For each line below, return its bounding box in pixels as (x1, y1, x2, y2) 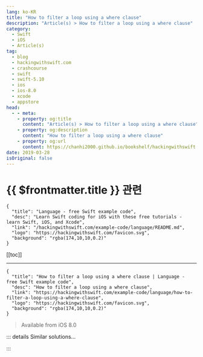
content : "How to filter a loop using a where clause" (22, 133, 164, 139)
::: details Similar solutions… (6, 333, 76, 341)
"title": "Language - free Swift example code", (11, 209, 137, 215)
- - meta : (11, 110, 36, 116)
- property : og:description (17, 127, 88, 133)
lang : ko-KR (6, 8, 36, 15)
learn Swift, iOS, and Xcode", (6, 219, 85, 226)
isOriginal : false (6, 155, 53, 161)
